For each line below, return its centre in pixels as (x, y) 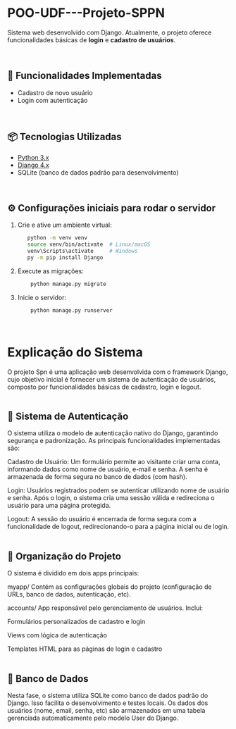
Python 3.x (33, 157)
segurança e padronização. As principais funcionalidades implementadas (114, 441)
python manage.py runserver (72, 310)
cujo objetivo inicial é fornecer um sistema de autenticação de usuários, (112, 379)
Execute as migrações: (51, 271)
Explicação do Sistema (75, 352)
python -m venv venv (57, 238)
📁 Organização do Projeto (64, 556)
